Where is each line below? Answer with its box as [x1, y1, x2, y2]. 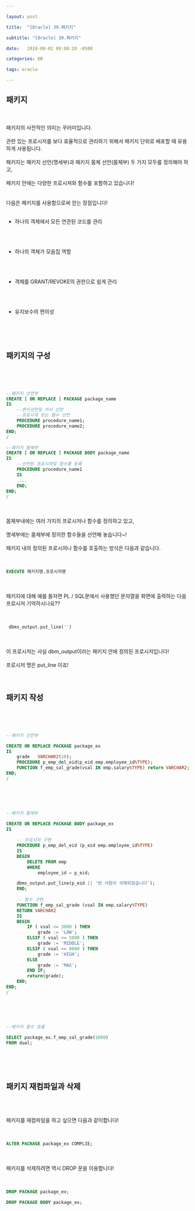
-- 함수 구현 [16, 897, 44, 903]
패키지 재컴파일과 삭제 [6, 1081, 81, 1091]
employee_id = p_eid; [37, 870, 91, 876]
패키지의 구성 [6, 351, 51, 361]
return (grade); [27, 973, 64, 979]
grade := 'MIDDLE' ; [37, 941, 85, 947]
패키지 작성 [6, 693, 44, 703]
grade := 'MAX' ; [37, 962, 77, 968]
